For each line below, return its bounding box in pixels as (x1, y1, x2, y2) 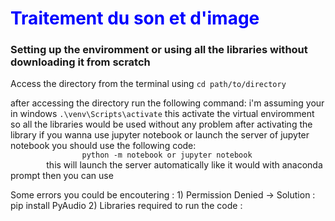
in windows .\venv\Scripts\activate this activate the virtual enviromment (10, 108, 315, 120)
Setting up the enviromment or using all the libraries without (10, 43, 308, 57)
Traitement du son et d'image (10, 7, 260, 30)
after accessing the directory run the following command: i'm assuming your (10, 97, 325, 109)
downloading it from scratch (10, 55, 151, 69)
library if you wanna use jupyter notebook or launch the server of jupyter (10, 129, 310, 141)
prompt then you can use (10, 170, 114, 182)
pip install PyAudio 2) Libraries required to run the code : (10, 200, 243, 212)
